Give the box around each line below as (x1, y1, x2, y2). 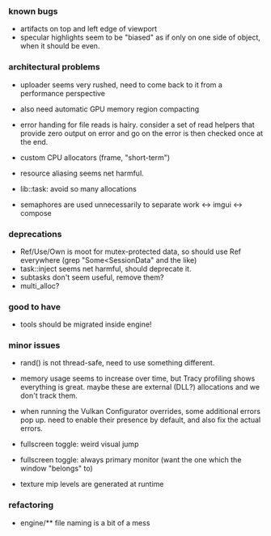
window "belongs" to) (19, 463, 93, 474)
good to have (8, 301, 61, 312)
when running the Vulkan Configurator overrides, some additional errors (19, 407, 261, 416)
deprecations (8, 228, 62, 239)
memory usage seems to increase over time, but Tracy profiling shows (19, 374, 256, 383)
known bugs (8, 6, 58, 17)
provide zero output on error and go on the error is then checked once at (19, 128, 264, 138)
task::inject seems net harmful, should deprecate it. (19, 264, 192, 273)
